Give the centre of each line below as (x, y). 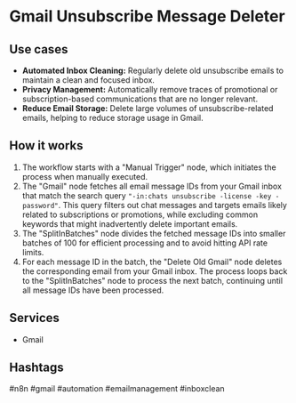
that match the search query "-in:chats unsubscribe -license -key (147, 195)
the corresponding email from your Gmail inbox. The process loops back (155, 271)
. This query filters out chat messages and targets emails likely (172, 205)
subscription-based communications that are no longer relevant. (140, 99)
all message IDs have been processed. (93, 290)
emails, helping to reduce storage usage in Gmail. (112, 118)
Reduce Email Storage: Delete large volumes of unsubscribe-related (148, 108)
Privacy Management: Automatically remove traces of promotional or (150, 89)
